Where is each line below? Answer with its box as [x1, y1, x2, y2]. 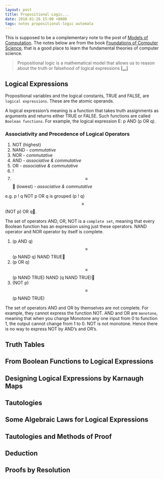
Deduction [5, 449, 38, 458]
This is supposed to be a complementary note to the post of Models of [5, 35, 148, 41]
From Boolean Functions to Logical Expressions [5, 357, 154, 366]
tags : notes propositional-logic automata [5, 21, 94, 26]
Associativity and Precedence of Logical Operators [5, 130, 130, 137]
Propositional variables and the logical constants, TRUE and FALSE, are [5, 93, 149, 99]
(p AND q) [12, 238, 33, 244]
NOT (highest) [12, 142, 41, 148]
